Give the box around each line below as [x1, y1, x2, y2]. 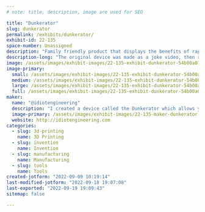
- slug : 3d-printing [12, 128, 64, 135]
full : [12, 88, 26, 95]
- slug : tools [12, 162, 48, 168]
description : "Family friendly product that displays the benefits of [6, 48, 190, 55]
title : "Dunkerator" [6, 20, 59, 26]
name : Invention [17, 145, 59, 151]
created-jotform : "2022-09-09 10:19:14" [6, 174, 111, 180]
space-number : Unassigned [6, 43, 72, 49]
